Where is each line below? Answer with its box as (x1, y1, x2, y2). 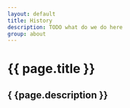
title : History (7, 17, 53, 24)
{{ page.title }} (7, 61, 96, 77)
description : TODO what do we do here (7, 23, 123, 31)
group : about (7, 30, 46, 38)
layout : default (7, 10, 56, 18)
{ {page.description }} (7, 89, 109, 101)
